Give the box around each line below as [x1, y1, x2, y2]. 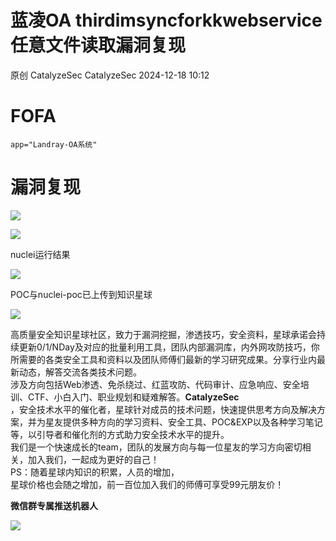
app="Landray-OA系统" [10, 139, 98, 150]
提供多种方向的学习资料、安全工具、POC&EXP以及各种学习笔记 [62, 416, 323, 428]
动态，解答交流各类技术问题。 [18, 366, 142, 378]
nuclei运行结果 [10, 248, 71, 260]
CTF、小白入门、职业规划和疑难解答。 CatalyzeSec [27, 391, 240, 403]
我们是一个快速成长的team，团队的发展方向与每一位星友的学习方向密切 [10, 441, 303, 453]
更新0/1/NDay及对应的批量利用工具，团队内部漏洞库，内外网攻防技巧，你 [18, 341, 320, 353]
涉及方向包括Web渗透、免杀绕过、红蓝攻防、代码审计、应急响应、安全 [10, 378, 301, 390]
